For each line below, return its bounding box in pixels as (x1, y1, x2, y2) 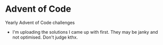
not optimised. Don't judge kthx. (12, 34, 78, 40)
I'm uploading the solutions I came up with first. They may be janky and (12, 29, 159, 35)
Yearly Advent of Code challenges (5, 20, 75, 25)
